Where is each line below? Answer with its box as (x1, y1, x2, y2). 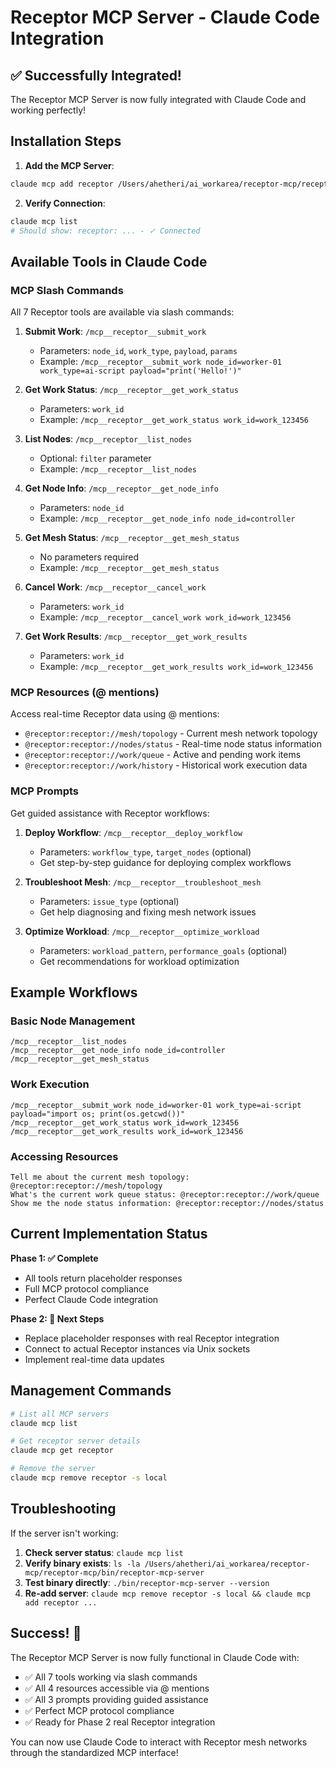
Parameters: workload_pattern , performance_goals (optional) (39, 944, 288, 956)
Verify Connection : (24, 197, 106, 209)
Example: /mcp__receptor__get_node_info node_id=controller (39, 512, 296, 525)
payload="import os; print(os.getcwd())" (10, 1109, 186, 1119)
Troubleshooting (10, 1501, 117, 1518)
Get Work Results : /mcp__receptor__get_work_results (24, 631, 248, 643)
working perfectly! (10, 104, 87, 116)
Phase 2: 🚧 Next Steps (10, 1312, 105, 1325)
